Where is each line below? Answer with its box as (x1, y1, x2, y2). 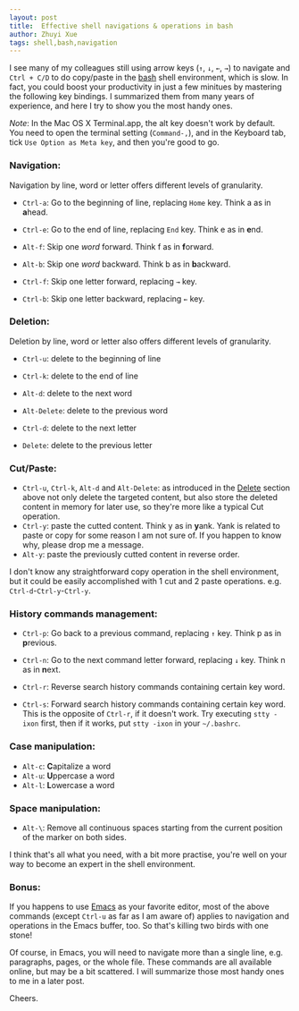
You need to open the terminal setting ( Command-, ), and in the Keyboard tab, (9, 127, 287, 139)
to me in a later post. (9, 976, 85, 987)
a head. (21, 207, 48, 217)
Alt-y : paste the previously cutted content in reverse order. (21, 549, 240, 560)
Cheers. (9, 993, 38, 1004)
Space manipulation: (9, 802, 101, 814)
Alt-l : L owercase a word (21, 779, 115, 790)
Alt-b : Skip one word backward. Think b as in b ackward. (21, 259, 231, 269)
